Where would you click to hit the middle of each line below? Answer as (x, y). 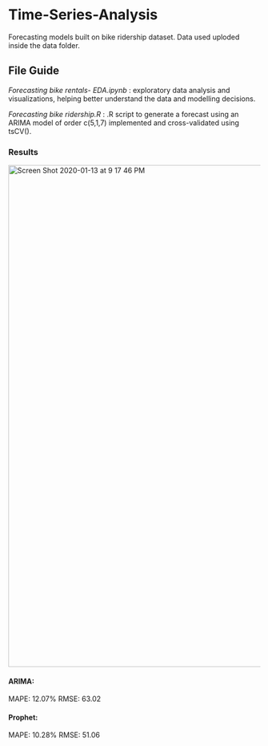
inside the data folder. (44, 45)
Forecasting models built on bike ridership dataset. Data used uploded (124, 37)
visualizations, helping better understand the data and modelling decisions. (132, 99)
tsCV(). (20, 131)
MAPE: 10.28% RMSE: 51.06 (54, 735)
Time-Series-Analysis (83, 15)
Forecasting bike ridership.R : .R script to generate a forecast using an (124, 114)
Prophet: (23, 717)
